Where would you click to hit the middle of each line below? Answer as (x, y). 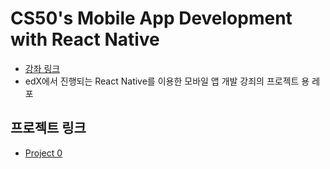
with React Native (85, 39)
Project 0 (43, 153)
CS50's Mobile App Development (151, 18)
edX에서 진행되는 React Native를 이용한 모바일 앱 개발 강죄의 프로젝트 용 (167, 81)
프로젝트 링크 (48, 128)
